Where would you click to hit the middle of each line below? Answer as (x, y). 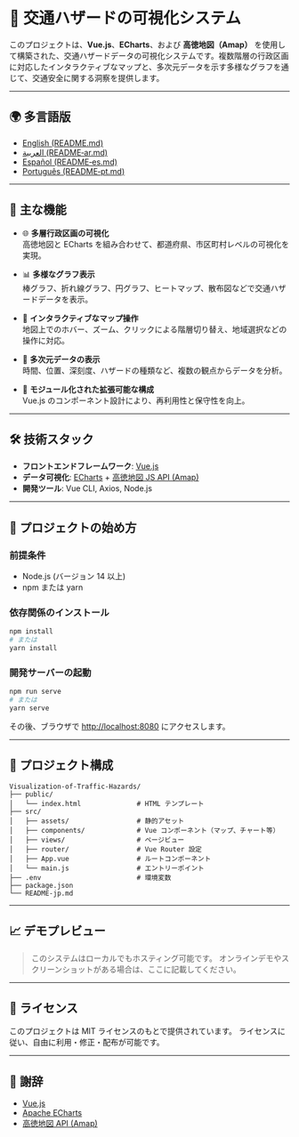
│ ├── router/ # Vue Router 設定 (105, 849)
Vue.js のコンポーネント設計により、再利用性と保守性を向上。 (136, 400)
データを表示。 (65, 299)
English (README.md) (63, 142)
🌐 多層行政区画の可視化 (65, 233)
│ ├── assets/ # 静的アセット (97, 821)
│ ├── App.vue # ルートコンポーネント (110, 859)
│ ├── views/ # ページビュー (97, 840)
